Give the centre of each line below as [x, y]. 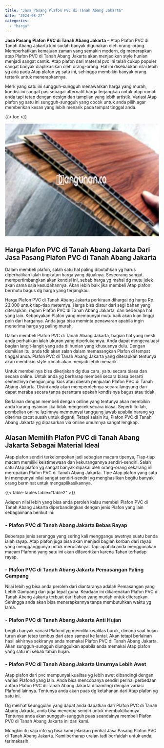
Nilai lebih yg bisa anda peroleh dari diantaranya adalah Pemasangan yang [80, 586]
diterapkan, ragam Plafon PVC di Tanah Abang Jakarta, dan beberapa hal [79, 310]
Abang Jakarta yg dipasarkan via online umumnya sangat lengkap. [72, 422]
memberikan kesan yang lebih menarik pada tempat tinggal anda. [71, 107]
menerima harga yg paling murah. [39, 326]
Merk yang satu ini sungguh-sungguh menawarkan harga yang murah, [76, 86]
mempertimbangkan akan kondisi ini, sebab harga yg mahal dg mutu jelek [79, 280]
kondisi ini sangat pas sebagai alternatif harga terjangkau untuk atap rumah [81, 92]
